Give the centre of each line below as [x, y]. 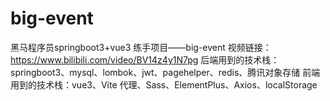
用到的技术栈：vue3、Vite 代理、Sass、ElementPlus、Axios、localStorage [164, 84]
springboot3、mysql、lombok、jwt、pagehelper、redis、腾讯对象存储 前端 [165, 72]
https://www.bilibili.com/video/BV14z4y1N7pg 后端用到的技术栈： [145, 59]
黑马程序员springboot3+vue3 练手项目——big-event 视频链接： [141, 47]
